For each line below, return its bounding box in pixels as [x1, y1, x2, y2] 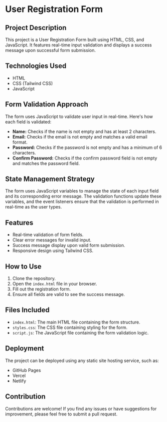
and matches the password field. [12, 160, 80, 166]
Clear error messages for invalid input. [12, 237, 92, 243]
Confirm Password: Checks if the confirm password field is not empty [12, 155, 158, 161]
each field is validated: [5, 118, 51, 124]
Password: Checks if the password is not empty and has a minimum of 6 [12, 144, 162, 150]
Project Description [5, 23, 67, 32]
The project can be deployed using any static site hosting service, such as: [5, 357, 159, 363]
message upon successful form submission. [5, 47, 96, 53]
